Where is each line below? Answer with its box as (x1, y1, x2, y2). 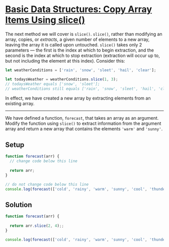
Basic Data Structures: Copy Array (5, 4, 152, 15)
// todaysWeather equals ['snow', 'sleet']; (5, 81, 100, 86)
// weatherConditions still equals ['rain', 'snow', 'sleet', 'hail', (5, 86, 156, 91)
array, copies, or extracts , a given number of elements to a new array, (5, 36, 150, 42)
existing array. (5, 101, 35, 107)
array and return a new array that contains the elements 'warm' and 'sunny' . (5, 126, 163, 132)
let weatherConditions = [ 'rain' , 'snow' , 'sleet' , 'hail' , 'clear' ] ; (5, 67, 156, 73)
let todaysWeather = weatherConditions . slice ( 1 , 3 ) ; (5, 77, 118, 82)
